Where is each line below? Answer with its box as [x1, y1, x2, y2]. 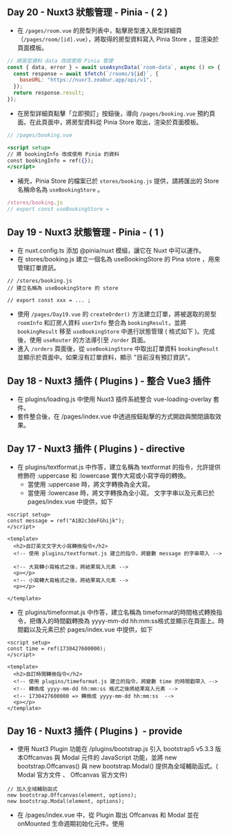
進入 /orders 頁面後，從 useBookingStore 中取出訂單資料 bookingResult [17, 344, 219, 353]
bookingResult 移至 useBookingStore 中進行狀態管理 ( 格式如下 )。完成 [17, 327, 216, 335]
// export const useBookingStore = [7, 206, 110, 213]
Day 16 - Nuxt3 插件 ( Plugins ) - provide [7, 725, 183, 736]
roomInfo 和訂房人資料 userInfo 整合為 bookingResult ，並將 [17, 318, 187, 326]
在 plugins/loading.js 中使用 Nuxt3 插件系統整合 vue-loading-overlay [17, 395, 212, 403]
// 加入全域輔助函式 [7, 786, 58, 793]
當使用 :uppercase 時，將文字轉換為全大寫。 [27, 480, 154, 488]
